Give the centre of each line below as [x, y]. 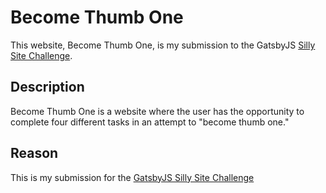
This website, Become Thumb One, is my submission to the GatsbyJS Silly [163, 45]
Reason [34, 153]
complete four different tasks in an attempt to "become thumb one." [150, 122]
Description [47, 87]
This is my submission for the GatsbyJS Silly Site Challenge [132, 177]
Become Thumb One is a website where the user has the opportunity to [157, 111]
